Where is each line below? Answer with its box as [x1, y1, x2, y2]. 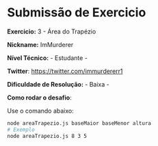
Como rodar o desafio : [7, 93, 72, 102]
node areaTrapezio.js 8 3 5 [7, 132, 88, 139]
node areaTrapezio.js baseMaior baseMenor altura [7, 119, 152, 127]
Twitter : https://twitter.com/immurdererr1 [7, 67, 123, 75]
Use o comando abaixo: [7, 106, 74, 115]
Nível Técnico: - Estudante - [7, 53, 88, 62]
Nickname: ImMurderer [7, 40, 74, 48]
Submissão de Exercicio [7, 5, 146, 20]
